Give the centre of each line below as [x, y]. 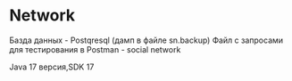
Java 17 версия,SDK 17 [52, 67]
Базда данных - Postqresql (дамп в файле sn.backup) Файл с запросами [146, 40]
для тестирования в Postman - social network [95, 49]
